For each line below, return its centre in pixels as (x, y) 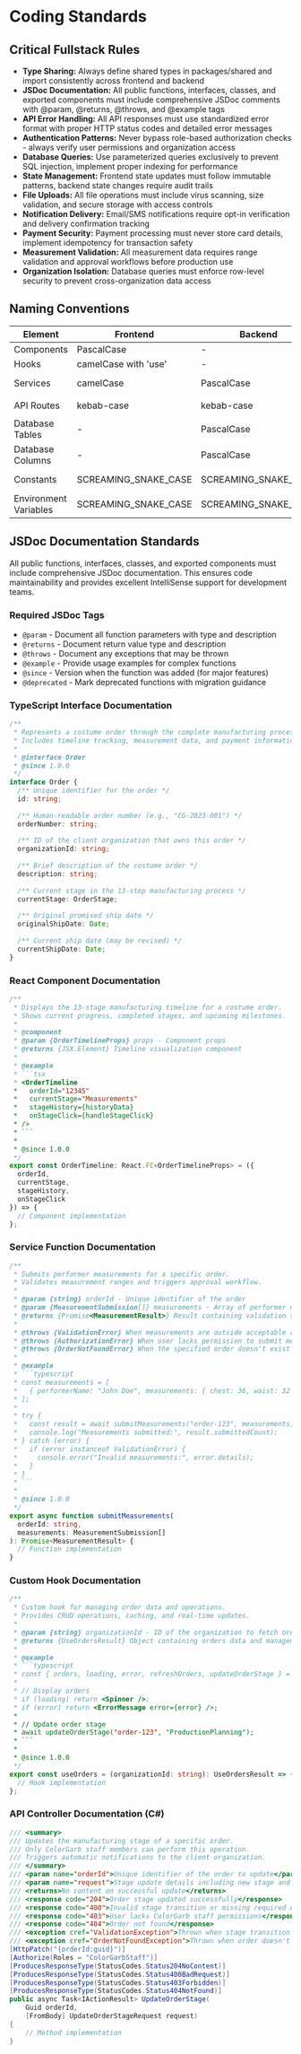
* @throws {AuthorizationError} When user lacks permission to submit (147, 1341)
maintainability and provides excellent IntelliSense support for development (148, 582)
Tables (28, 434)
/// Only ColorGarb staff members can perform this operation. (130, 1849)
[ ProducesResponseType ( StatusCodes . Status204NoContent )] (118, 1966)
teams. (22, 592)
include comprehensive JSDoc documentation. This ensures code (131, 572)
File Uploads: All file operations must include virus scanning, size (143, 195)
